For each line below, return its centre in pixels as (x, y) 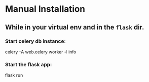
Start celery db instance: (36, 41)
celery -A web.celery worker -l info (41, 52)
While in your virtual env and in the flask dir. (75, 27)
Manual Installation (45, 9)
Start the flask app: (29, 64)
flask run (14, 75)
